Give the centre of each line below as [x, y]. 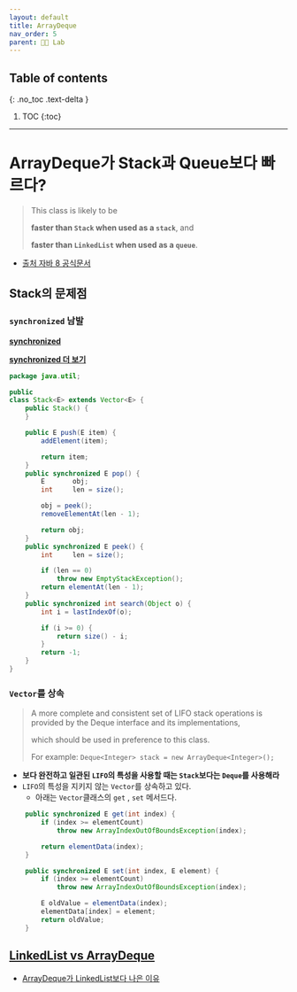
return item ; [65, 457]
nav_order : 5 [33, 34]
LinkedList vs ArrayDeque [82, 956]
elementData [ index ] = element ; [99, 912]
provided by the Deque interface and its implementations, [135, 723]
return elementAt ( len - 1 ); [92, 587]
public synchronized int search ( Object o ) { [108, 603]
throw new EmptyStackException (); [120, 579]
